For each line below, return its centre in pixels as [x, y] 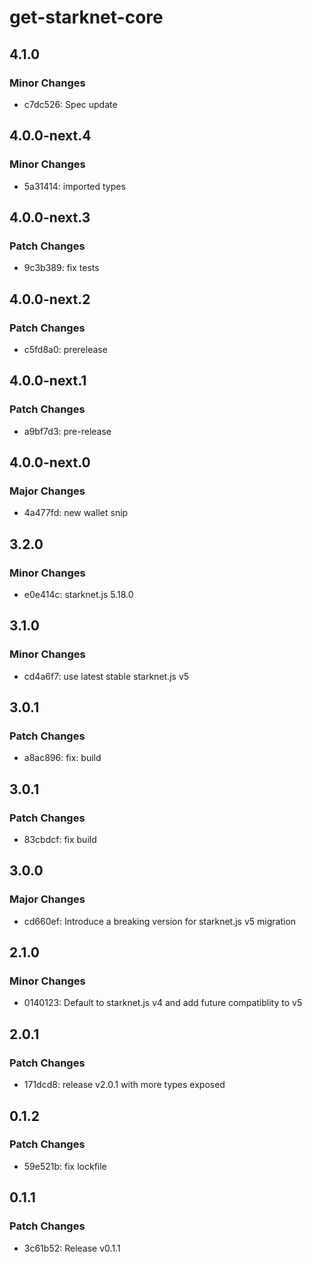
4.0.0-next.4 [50, 136]
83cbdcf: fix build [60, 840]
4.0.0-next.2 [50, 299]
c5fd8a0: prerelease [65, 349]
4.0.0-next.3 [50, 217]
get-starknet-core [86, 17]
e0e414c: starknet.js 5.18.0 [78, 594]
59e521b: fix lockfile [65, 1166]
